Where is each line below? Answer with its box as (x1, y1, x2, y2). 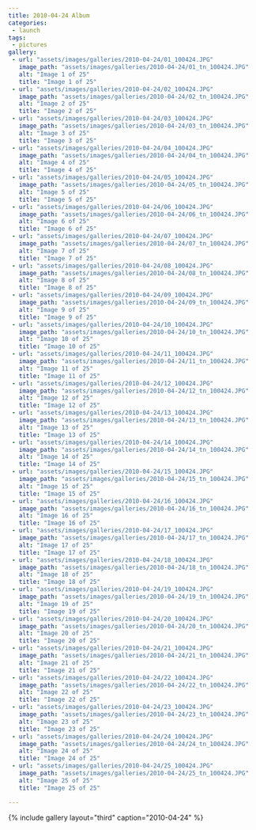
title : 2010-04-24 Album (8, 11, 90, 20)
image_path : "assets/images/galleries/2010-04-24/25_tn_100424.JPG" (18, 769, 249, 777)
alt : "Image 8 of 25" (18, 276, 90, 285)
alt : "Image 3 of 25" (18, 129, 90, 137)
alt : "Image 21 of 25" (18, 658, 93, 667)
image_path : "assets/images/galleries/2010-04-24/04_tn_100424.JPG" (18, 151, 249, 159)
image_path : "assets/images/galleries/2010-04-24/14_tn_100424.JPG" (18, 445, 249, 453)
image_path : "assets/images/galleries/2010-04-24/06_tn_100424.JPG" (18, 210, 249, 218)
